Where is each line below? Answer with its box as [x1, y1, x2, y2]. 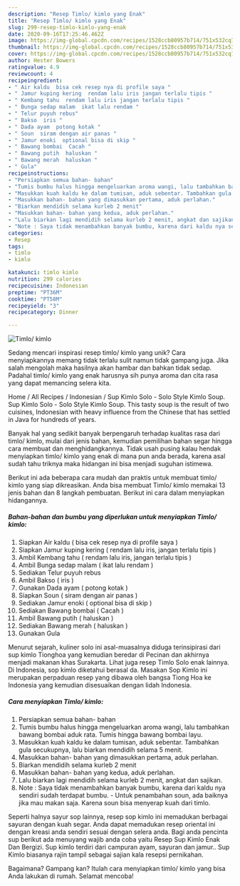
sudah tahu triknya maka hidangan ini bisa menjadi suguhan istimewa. [8, 460, 213, 468]
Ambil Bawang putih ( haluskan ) [18, 614, 114, 623]
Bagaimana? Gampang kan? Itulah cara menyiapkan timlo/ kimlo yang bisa [8, 865, 226, 873]
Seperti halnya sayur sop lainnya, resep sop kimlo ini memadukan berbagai [8, 812, 229, 821]
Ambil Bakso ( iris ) [18, 576, 74, 585]
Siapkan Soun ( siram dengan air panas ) [18, 591, 138, 600]
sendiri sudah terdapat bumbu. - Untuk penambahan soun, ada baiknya [18, 791, 229, 800]
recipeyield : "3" [8, 302, 60, 309]
